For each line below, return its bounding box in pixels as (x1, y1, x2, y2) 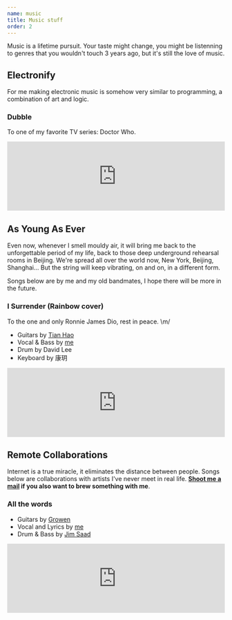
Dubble (7, 112, 32, 122)
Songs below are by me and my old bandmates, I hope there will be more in (7, 277, 222, 285)
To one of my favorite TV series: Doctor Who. (7, 128, 136, 136)
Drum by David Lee (17, 345, 72, 353)
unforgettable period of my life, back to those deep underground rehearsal (7, 249, 220, 257)
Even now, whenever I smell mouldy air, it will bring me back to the (7, 241, 196, 250)
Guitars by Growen (17, 515, 71, 523)
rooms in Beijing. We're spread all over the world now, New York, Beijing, (7, 256, 214, 265)
